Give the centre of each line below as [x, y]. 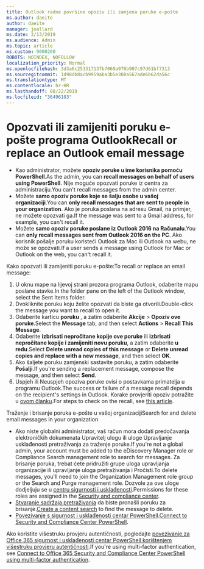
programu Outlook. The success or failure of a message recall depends [104, 388]
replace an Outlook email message [95, 153]
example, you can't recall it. [50, 222]
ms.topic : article [30, 46]
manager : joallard [30, 29]
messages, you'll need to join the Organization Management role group [104, 476]
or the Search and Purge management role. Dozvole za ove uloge [97, 483]
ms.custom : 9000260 [31, 52]
